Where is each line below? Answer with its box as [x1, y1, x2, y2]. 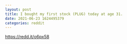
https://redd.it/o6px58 [5, 34, 50, 40]
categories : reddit [5, 20, 45, 26]
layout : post [5, 7, 32, 12]
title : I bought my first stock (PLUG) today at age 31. [5, 12, 123, 16]
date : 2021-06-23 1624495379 [5, 16, 64, 21]
